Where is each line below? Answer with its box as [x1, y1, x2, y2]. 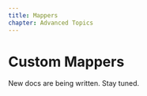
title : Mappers [8, 11, 58, 20]
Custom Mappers [8, 53, 125, 71]
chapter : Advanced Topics [8, 19, 93, 27]
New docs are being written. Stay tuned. [8, 79, 140, 88]
